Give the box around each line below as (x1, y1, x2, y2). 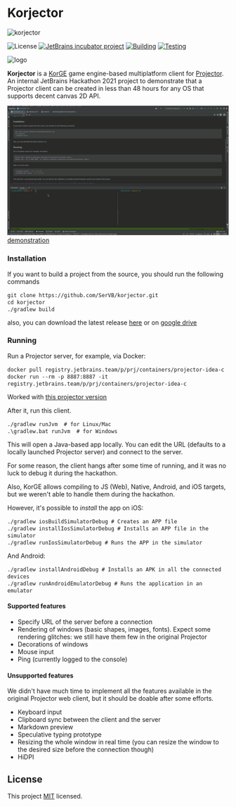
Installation (7, 254, 47, 263)
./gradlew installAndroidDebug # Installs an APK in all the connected (7, 565, 221, 573)
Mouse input (17, 648, 54, 656)
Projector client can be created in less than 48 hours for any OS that (7, 84, 204, 92)
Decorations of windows (17, 640, 88, 649)
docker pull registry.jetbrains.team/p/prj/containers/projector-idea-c (7, 366, 225, 373)
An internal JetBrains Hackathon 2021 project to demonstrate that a (7, 76, 202, 85)
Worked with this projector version (7, 392, 107, 401)
